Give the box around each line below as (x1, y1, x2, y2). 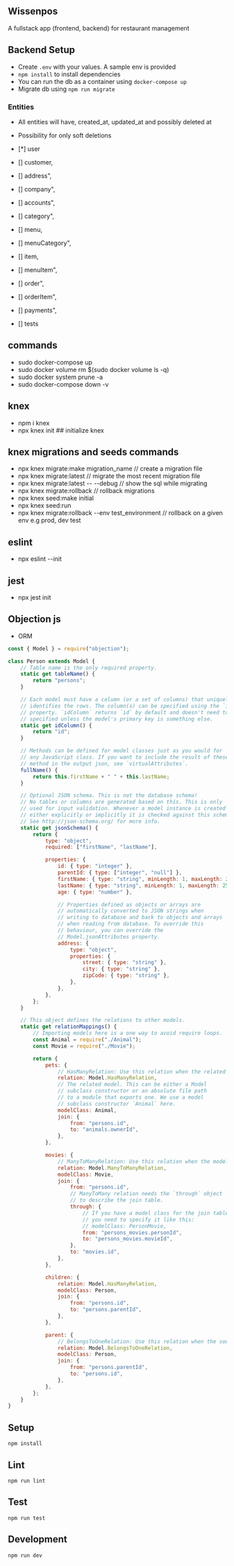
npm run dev (8, 1551, 42, 1559)
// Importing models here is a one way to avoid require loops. (33, 1030, 223, 1037)
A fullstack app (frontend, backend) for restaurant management (8, 24, 190, 32)
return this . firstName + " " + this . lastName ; (33, 773, 170, 780)
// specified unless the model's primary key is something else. (20, 715, 214, 723)
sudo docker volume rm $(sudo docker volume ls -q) (17, 365, 169, 373)
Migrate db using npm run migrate (17, 85, 115, 93)
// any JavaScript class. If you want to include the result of (20, 754, 210, 761)
